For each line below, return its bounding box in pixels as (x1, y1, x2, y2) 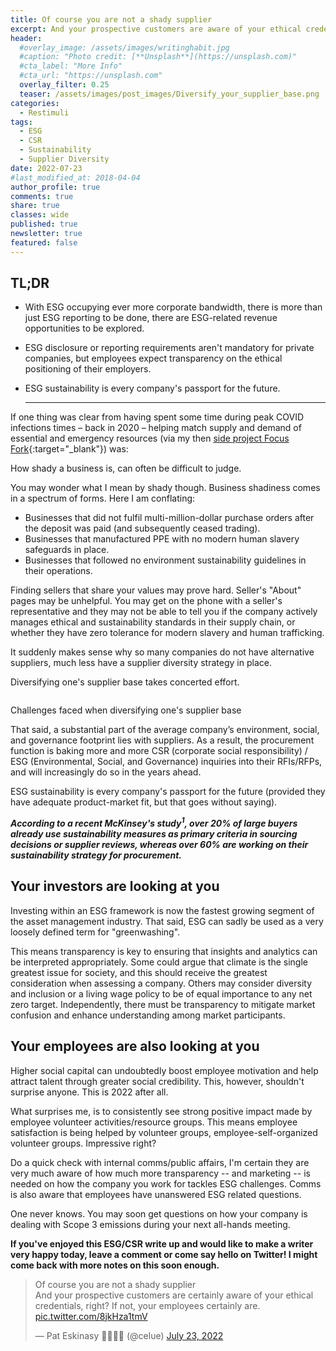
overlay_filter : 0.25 (19, 80, 110, 90)
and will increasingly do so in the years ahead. (10, 766, 202, 778)
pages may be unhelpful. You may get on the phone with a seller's (10, 595, 283, 607)
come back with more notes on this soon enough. (10, 1259, 220, 1271)
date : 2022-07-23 (10, 163, 83, 173)
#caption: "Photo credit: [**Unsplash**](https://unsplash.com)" (19, 52, 298, 62)
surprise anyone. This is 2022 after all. (10, 1086, 169, 1098)
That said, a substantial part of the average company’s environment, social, (10, 724, 320, 736)
